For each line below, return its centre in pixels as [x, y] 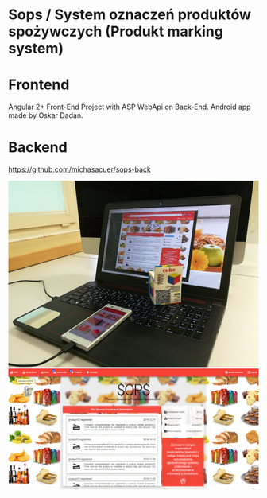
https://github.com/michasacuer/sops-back [79, 169]
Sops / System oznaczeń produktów [130, 15]
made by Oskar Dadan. [46, 115]
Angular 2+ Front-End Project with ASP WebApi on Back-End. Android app [130, 107]
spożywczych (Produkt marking [116, 31]
